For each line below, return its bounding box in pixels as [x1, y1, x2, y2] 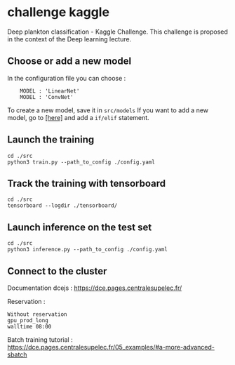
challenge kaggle [7, 4, 110, 20]
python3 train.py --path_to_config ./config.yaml [7, 159, 156, 166]
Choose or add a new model [7, 55, 132, 67]
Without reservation [7, 311, 68, 318]
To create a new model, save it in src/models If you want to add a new [7, 106, 209, 114]
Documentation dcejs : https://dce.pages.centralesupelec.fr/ [7, 284, 182, 292]
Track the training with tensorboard [7, 177, 166, 190]
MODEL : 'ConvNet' [20, 93, 74, 100]
